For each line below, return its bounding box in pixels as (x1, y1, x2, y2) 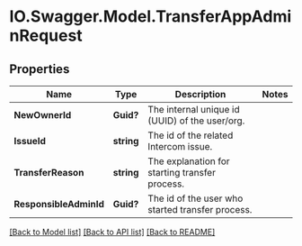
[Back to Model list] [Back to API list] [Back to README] (9, 227, 216, 237)
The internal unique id (147, 104, 240, 115)
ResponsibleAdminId (13, 198, 105, 210)
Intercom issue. (147, 141, 213, 152)
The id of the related (147, 129, 234, 141)
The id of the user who (147, 192, 244, 205)
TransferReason (13, 167, 84, 178)
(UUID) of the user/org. (147, 114, 245, 127)
